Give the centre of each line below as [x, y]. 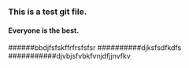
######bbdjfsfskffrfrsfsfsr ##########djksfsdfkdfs [95, 48]
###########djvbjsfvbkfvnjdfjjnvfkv [70, 56]
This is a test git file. [48, 12]
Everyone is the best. [44, 30]
